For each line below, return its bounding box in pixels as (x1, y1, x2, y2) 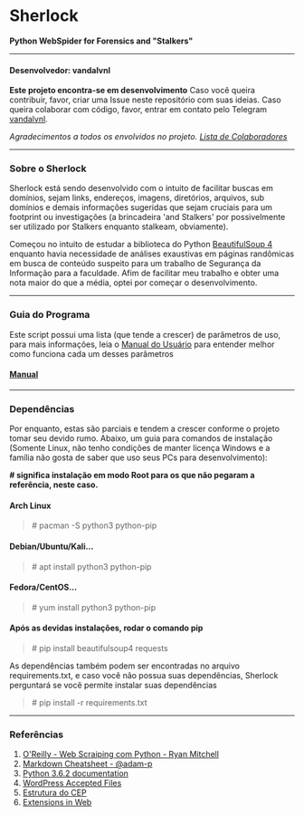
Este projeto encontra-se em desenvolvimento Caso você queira (9, 85, 256, 96)
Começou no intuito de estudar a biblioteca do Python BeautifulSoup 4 (9, 239, 273, 250)
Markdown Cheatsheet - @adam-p (22, 758, 153, 770)
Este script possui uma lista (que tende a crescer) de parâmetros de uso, (9, 329, 281, 340)
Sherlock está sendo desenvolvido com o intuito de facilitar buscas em (9, 183, 273, 194)
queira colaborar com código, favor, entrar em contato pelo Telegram (9, 104, 268, 115)
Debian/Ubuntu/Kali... (9, 541, 94, 552)
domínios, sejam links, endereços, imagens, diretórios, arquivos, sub (9, 192, 265, 204)
